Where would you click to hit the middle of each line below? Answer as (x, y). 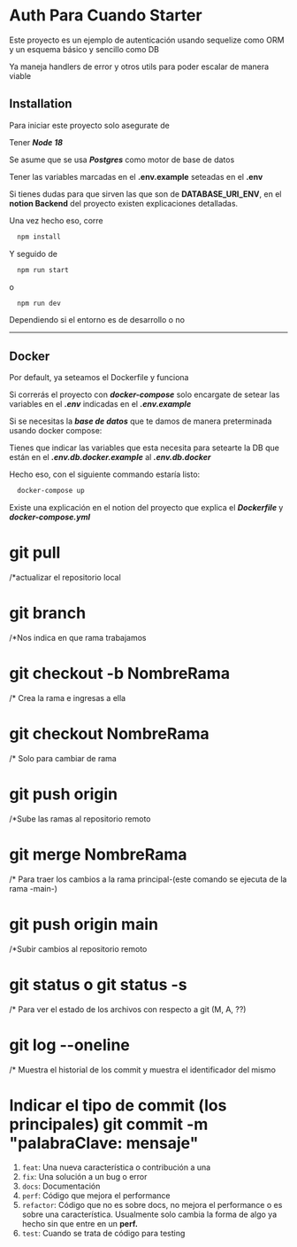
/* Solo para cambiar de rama (63, 758)
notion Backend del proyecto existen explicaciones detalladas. (124, 203)
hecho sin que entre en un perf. (80, 1224)
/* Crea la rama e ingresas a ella (68, 698)
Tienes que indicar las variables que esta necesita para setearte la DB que (145, 448)
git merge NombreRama (98, 854)
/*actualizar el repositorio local (65, 577)
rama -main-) (33, 888)
